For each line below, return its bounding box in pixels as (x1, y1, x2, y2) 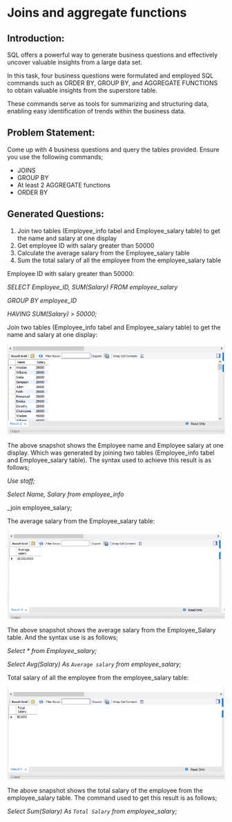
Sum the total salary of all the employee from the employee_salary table (17, 256, 222, 264)
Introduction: (7, 33, 65, 44)
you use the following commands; (7, 152, 104, 161)
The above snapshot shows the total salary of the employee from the (7, 787, 204, 795)
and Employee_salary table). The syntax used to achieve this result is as (7, 456, 212, 464)
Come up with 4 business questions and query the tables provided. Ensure (7, 145, 220, 154)
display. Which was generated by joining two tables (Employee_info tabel (7, 448, 215, 457)
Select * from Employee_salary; (7, 647, 97, 655)
